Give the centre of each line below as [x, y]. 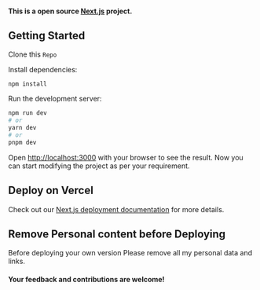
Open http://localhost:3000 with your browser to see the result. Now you [126, 157]
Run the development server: [55, 99]
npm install [27, 84]
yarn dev [22, 128]
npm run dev [27, 113]
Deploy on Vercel [51, 191]
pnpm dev [22, 142]
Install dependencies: [43, 70]
